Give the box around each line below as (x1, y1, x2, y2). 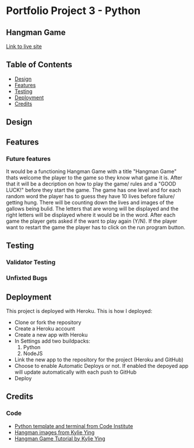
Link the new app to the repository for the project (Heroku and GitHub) (14, 356, 184, 363)
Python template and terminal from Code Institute (14, 422, 133, 429)
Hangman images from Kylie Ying (14, 429, 95, 436)
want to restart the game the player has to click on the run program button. (6, 223, 185, 230)
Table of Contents (6, 60, 73, 70)
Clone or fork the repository (14, 319, 82, 326)
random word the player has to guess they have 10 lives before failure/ (6, 192, 175, 199)
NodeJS (23, 350, 43, 357)
